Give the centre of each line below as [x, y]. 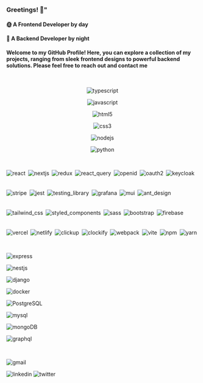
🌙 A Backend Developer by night [48, 38]
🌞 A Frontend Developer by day [47, 24]
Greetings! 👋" [27, 10]
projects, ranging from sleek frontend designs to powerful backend [93, 59]
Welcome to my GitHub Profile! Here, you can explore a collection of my [99, 52]
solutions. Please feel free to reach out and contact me [77, 65]
